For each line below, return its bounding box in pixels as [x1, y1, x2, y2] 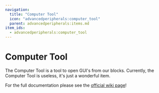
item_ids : [5, 26, 26, 31]
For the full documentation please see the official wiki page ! [5, 82, 127, 88]
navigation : [5, 7, 30, 12]
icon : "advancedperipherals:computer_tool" [9, 16, 100, 21]
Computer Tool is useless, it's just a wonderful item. [5, 72, 111, 79]
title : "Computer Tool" [9, 12, 58, 17]
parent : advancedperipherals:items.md [9, 21, 90, 26]
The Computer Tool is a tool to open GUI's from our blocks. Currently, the [5, 67, 155, 73]
